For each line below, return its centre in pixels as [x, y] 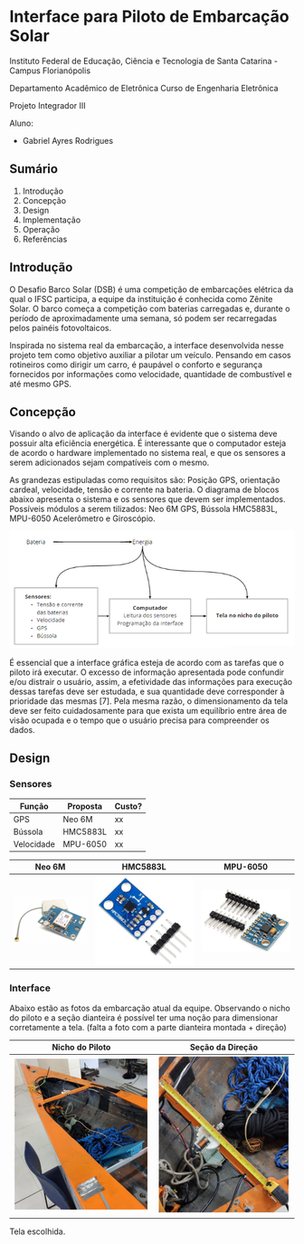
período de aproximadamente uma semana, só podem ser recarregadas [143, 318]
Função [34, 806]
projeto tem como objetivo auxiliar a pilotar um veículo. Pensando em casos [150, 355]
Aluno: [22, 123]
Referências [45, 239]
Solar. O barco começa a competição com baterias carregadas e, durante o [150, 309]
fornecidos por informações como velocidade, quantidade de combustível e [151, 374]
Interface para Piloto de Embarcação [149, 17]
